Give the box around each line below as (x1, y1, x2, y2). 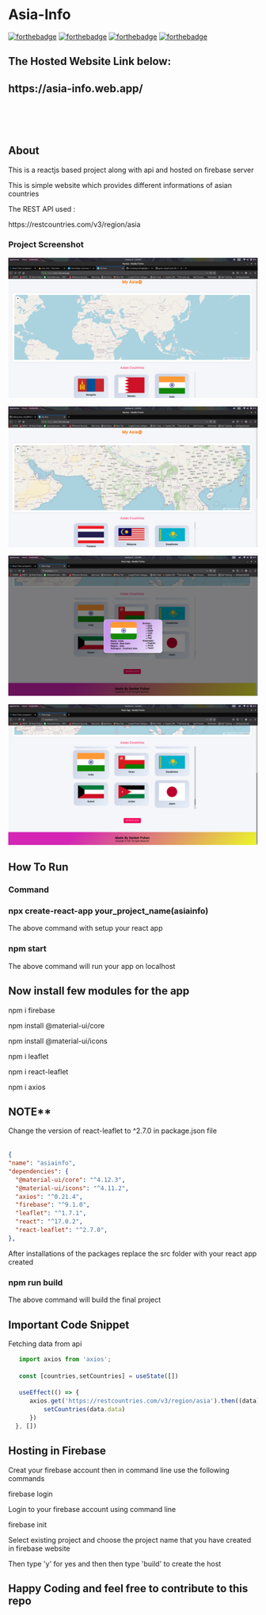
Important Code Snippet (8, 1318, 130, 1331)
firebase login (8, 1489, 53, 1498)
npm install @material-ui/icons (8, 1036, 108, 1046)
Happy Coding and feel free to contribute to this (8, 1582, 249, 1595)
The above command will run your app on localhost (8, 961, 176, 970)
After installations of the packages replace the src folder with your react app (8, 1249, 257, 1258)
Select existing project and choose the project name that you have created (8, 1535, 252, 1544)
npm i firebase (8, 1005, 55, 1015)
